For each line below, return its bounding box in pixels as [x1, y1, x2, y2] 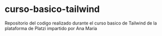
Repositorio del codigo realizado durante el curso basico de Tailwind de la [4, 20, 157, 26]
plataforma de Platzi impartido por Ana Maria [4, 25, 97, 31]
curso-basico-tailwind [4, 3, 100, 15]
